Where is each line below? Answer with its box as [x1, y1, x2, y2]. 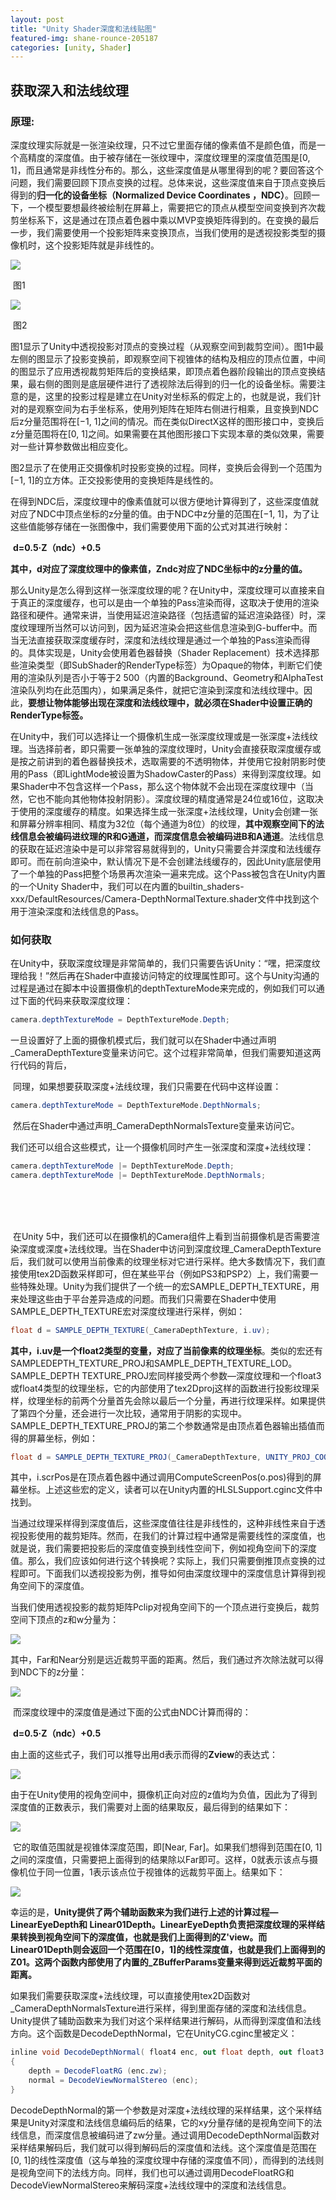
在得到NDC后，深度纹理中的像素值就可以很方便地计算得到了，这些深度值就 [10, 495, 319, 507]
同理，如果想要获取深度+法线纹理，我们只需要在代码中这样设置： [12, 1081, 282, 1093]
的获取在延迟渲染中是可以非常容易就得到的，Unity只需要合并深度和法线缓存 [10, 842, 322, 855]
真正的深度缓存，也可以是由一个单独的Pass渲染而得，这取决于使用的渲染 [18, 596, 320, 608]
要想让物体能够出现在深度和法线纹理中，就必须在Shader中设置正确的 [28, 696, 313, 708]
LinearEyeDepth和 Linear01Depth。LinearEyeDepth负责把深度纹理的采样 [10, 1919, 317, 1931]
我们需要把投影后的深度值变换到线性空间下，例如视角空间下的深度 [44, 1542, 317, 1555]
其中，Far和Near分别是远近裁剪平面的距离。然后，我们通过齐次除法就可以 [10, 1654, 316, 1666]
